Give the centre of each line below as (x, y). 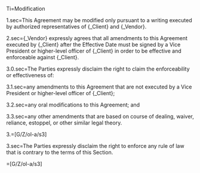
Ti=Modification (26, 9)
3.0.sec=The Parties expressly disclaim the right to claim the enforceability (98, 69)
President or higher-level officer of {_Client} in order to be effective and (94, 51)
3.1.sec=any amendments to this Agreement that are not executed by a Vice (99, 87)
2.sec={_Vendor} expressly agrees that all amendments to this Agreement (97, 38)
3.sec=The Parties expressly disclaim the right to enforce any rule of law (95, 146)
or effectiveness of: (30, 75)
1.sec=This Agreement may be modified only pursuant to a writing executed (99, 20)
